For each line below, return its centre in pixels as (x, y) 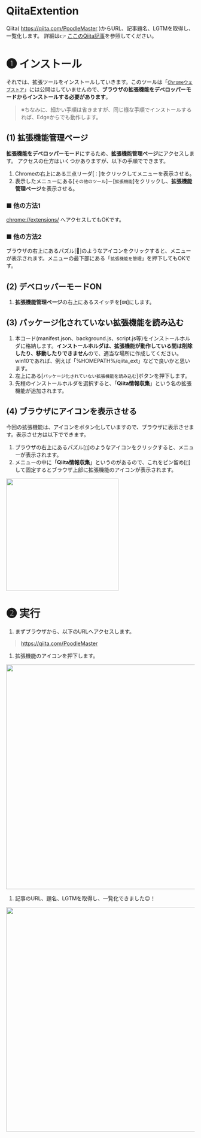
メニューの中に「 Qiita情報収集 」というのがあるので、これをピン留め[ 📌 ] (103, 462)
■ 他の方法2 (24, 237)
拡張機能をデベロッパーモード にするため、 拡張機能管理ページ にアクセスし (98, 153)
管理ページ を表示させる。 (46, 188)
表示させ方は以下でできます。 (53, 434)
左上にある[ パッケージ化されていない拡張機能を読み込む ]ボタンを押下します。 (102, 376)
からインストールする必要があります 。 (64, 96)
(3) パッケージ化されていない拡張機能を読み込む (95, 323)
